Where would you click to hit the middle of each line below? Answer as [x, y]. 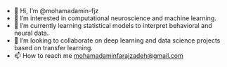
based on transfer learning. [53, 48]
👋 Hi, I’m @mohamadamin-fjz [56, 11]
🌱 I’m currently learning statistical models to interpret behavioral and [113, 25]
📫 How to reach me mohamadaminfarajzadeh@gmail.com [99, 55]
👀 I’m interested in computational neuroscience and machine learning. [115, 18]
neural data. [31, 33]
